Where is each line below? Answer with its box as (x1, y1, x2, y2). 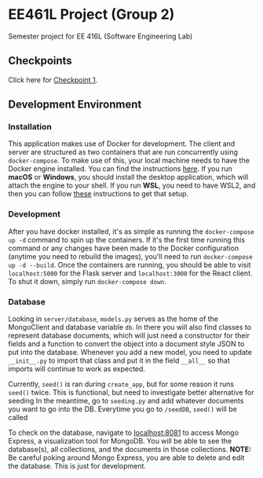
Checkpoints (8, 54, 72, 68)
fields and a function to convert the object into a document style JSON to (8, 339, 245, 348)
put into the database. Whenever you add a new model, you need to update (8, 348, 253, 357)
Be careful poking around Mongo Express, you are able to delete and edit (8, 453, 245, 462)
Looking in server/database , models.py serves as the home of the (8, 314, 218, 323)
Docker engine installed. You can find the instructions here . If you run (8, 164, 233, 173)
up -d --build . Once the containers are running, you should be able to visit (8, 260, 251, 269)
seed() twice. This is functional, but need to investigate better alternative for (8, 388, 254, 397)
